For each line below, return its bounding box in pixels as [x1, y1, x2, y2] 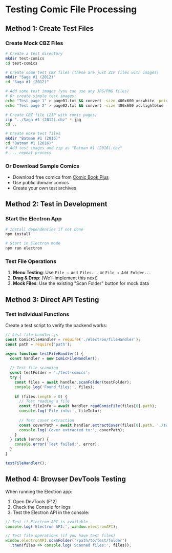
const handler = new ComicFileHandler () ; [10, 356, 100, 361]
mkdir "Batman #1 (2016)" [5, 136, 60, 141]
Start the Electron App [5, 215, 62, 222]
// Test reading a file [18, 399, 70, 404]
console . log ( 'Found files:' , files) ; [14, 384, 95, 390]
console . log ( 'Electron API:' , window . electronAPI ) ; [5, 524, 118, 529]
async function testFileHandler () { [5, 351, 83, 356]
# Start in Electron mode [5, 241, 60, 246]
